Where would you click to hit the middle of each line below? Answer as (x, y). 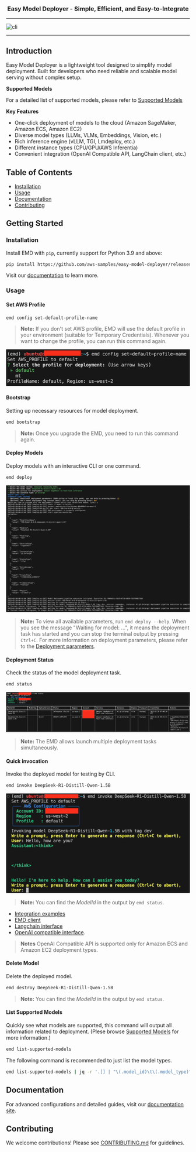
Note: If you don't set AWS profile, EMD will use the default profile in (103, 329)
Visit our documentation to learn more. (52, 275)
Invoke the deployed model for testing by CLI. (61, 774)
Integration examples (40, 913)
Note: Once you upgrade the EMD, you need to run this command (99, 433)
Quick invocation (27, 761)
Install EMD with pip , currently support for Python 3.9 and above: (84, 253)
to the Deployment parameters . (58, 646)
